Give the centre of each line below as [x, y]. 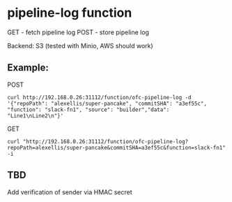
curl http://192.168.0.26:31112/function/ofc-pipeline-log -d [99, 97]
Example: [28, 68]
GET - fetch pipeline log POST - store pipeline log [78, 32]
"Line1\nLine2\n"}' [36, 116]
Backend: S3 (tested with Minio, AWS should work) [80, 45]
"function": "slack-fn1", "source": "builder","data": [88, 110]
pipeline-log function [70, 13]
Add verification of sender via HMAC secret [70, 192]
